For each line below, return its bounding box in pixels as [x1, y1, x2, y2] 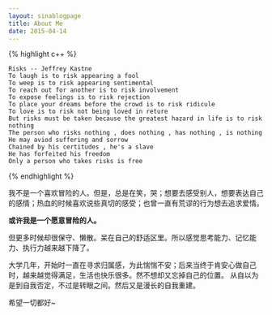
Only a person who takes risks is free [8, 157, 143, 166]
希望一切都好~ [8, 298, 57, 308]
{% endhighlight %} [8, 171, 74, 181]
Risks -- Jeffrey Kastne [8, 65, 92, 73]
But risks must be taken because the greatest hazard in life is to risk [8, 114, 263, 123]
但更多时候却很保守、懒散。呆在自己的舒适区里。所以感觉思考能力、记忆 [8, 233, 249, 243]
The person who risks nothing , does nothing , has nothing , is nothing [8, 129, 263, 137]
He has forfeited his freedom [8, 150, 111, 158]
